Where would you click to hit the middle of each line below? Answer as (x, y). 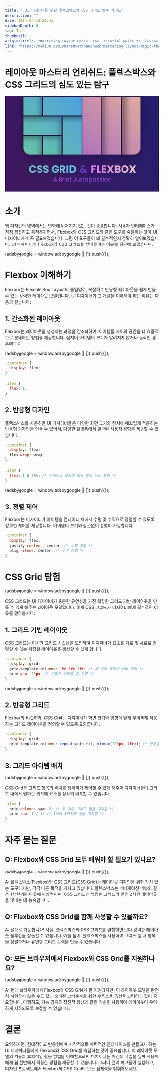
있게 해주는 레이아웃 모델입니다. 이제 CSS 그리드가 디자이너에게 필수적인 (84, 607)
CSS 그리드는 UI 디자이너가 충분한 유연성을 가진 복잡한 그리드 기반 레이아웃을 (79, 601)
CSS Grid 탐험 (32, 577)
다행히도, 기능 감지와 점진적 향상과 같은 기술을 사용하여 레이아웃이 (86, 1002)
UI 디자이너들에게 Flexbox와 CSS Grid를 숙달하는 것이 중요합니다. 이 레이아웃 (79, 1050)
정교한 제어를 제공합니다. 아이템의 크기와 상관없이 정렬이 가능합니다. (70, 526)
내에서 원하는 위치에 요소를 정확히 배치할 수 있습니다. (60, 794)
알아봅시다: (25, 613)
